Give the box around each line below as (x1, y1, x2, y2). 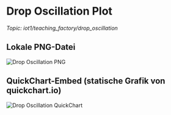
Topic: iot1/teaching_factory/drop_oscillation (6, 24, 118, 32)
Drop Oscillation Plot (6, 4, 113, 18)
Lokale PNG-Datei (6, 42, 76, 52)
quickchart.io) (6, 85, 62, 96)
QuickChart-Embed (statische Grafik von (6, 76, 166, 86)
